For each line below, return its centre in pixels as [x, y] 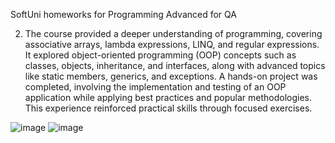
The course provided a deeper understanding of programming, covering [173, 33]
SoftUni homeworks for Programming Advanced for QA [123, 14]
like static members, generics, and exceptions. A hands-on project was [171, 76]
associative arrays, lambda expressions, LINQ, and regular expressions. [172, 44]
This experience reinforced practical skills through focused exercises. [168, 108]
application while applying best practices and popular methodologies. [168, 97]
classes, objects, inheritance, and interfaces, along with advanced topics [175, 65]
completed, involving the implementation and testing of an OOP [155, 87]
